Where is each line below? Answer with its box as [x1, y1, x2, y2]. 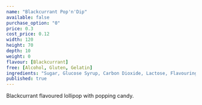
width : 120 [6, 37, 34, 43]
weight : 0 [6, 53, 31, 59]
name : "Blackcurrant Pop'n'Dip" [6, 8, 87, 15]
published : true [6, 76, 47, 82]
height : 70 [6, 43, 34, 49]
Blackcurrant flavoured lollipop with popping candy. [6, 92, 134, 100]
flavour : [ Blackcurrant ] [6, 59, 69, 65]
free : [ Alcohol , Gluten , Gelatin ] [6, 64, 93, 71]
